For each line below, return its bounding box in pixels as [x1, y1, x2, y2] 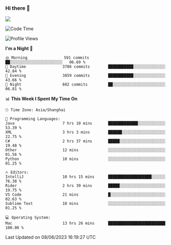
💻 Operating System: [5, 215, 51, 221]
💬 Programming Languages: [5, 117, 60, 122]
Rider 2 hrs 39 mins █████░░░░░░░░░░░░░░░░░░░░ [5, 183, 166, 188]
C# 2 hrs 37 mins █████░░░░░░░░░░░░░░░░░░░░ [5, 139, 166, 144]
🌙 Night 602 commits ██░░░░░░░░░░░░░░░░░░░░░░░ [5, 82, 166, 87]
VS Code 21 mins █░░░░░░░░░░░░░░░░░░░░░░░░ [5, 192, 166, 198]
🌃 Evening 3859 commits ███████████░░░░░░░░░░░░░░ [5, 73, 166, 78]
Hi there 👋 [5, 5, 31, 12]
